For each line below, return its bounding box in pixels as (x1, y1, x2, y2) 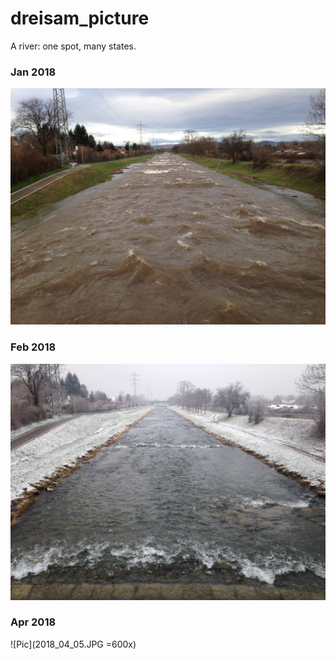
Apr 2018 (10, 615, 57, 629)
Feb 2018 (10, 340, 57, 354)
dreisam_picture (10, 7, 150, 30)
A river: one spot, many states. (10, 40, 137, 52)
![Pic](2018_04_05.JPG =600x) (10, 638, 137, 650)
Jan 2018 (10, 65, 57, 79)
